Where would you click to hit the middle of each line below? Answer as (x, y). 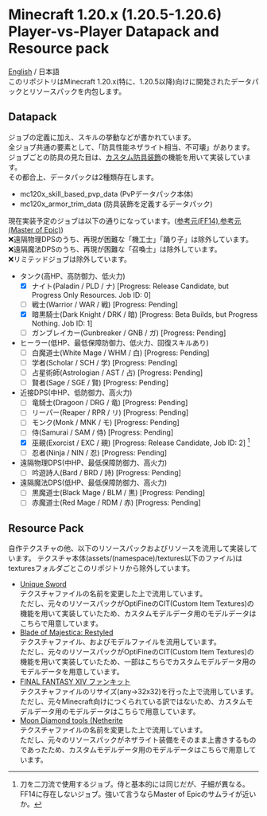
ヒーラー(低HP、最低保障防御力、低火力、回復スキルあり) (114, 343)
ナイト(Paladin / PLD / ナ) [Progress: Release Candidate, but (130, 286)
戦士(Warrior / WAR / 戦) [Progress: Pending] (105, 304)
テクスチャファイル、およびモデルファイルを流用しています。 (120, 642)
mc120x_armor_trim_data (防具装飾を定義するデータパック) (116, 204)
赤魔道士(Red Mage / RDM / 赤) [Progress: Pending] (116, 502)
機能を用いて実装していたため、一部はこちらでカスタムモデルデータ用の (138, 662)
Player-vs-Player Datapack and (114, 31)
